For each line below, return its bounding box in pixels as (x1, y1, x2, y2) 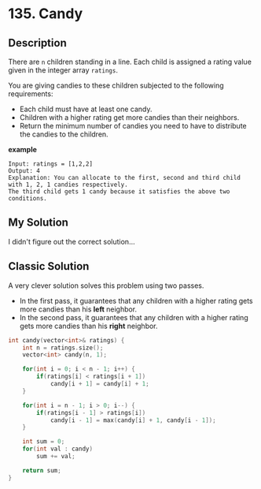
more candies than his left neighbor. (19, 304, 138, 314)
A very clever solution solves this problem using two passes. (8, 281, 204, 290)
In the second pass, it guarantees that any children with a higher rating (19, 312, 249, 322)
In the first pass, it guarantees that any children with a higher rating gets (19, 296, 253, 305)
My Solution (8, 216, 69, 230)
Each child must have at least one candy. (19, 104, 153, 114)
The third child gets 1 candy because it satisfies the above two (8, 188, 230, 196)
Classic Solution (8, 259, 90, 273)
